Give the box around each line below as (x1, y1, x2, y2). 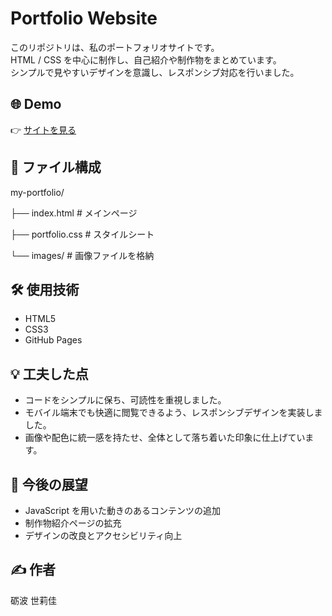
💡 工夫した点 (10, 365, 89, 382)
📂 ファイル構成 (10, 159, 102, 176)
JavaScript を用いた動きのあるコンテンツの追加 (24, 505, 221, 516)
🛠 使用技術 (10, 281, 80, 298)
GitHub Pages (24, 334, 83, 346)
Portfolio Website (10, 7, 158, 30)
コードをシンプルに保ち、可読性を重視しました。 (24, 394, 227, 406)
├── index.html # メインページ (10, 207, 138, 219)
